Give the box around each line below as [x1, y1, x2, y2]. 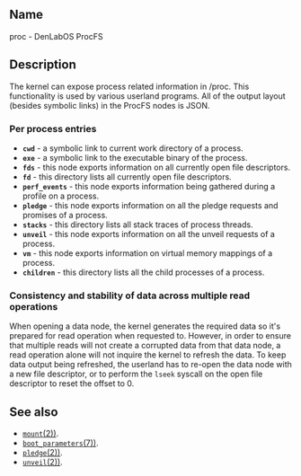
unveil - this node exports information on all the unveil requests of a [22, 228, 276, 239]
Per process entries [9, 122, 97, 135]
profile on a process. [22, 190, 100, 201]
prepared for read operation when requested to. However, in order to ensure [9, 331, 292, 341]
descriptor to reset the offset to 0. [9, 378, 135, 389]
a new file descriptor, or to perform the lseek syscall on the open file [9, 368, 263, 380]
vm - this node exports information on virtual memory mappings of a [22, 247, 273, 259]
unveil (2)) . [22, 457, 63, 468]
